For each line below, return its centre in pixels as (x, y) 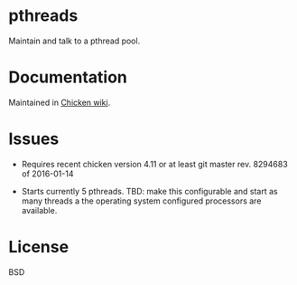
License (39, 247)
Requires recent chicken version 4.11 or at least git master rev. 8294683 (154, 164)
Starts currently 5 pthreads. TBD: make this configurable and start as (149, 191)
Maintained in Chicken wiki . (60, 102)
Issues (34, 139)
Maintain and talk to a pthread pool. (74, 41)
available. (39, 210)
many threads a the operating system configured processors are (141, 201)
